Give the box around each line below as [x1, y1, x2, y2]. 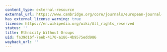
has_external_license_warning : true [5, 16, 81, 21]
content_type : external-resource [5, 7, 75, 12]
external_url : [5, 12, 35, 17]
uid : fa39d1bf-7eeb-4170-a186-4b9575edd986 [5, 35, 97, 40]
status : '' [5, 26, 28, 31]
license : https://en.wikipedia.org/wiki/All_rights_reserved [5, 21, 135, 26]
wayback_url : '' [5, 40, 39, 45]
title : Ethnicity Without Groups [5, 30, 75, 35]
